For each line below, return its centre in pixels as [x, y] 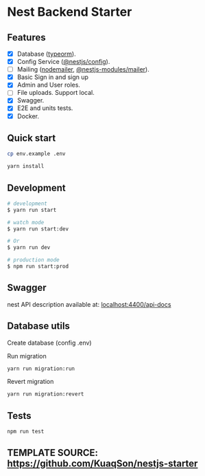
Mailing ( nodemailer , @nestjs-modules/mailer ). [83, 69]
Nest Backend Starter [70, 12]
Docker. [28, 116]
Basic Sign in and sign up [53, 77]
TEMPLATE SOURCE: [52, 453]
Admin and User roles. [49, 85]
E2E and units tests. [45, 108]
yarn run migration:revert [46, 394]
